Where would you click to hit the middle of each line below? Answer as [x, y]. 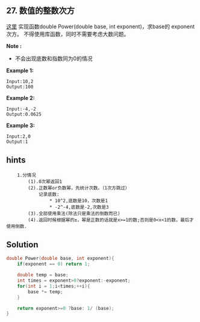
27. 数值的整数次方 [41, 11]
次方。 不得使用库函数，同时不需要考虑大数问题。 [68, 34]
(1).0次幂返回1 [45, 181]
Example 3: [20, 125]
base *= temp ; [45, 292]
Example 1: [20, 70]
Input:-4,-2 [21, 109]
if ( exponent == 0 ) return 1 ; [54, 264]
